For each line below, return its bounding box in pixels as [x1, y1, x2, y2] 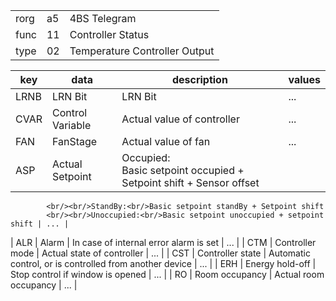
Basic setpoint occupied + [121, 164, 245, 177]
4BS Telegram [69, 12, 137, 25]
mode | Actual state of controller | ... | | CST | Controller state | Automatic [10, 247, 311, 259]
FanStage [51, 135, 98, 148]
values [288, 73, 321, 86]
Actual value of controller [121, 112, 240, 126]
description [171, 73, 228, 86]
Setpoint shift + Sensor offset [121, 176, 260, 189]
